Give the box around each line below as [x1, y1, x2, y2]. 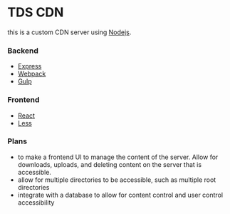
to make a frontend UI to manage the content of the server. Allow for [17, 153, 219, 161]
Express [17, 62, 42, 71]
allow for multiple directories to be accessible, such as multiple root [17, 175, 216, 184]
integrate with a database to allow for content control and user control [17, 190, 223, 199]
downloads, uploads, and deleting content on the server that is [17, 160, 202, 168]
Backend [7, 46, 39, 56]
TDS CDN [7, 4, 64, 21]
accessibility [17, 198, 55, 207]
